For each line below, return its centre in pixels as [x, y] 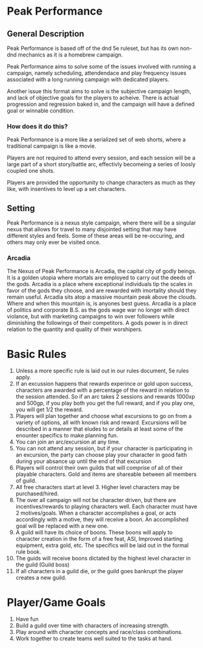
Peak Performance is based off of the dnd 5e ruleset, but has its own [93, 48]
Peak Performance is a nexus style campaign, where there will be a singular [101, 223]
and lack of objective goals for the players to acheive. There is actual [93, 98]
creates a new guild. [41, 578]
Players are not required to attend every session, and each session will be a [101, 158]
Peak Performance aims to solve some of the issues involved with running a [101, 66]
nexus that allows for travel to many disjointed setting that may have [92, 229]
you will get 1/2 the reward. [49, 409]
